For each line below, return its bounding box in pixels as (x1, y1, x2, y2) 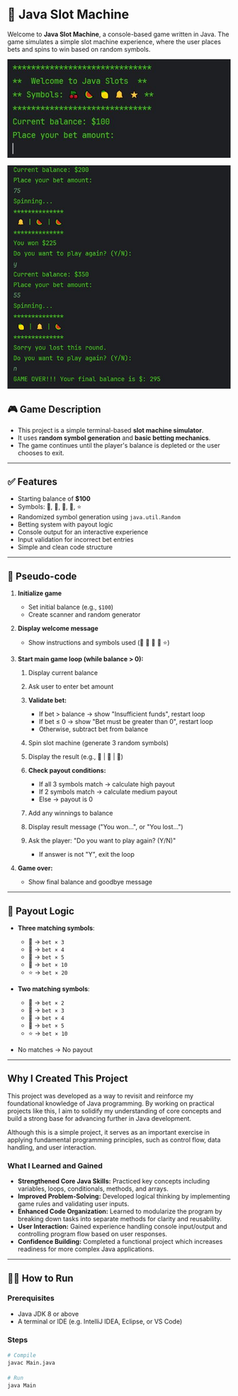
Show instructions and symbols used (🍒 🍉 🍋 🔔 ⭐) (28, 639, 170, 647)
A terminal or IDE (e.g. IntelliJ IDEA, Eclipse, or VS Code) (17, 1317, 183, 1326)
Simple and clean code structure (17, 543, 113, 551)
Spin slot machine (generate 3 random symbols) (28, 739, 169, 747)
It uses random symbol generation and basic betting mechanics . (17, 433, 211, 442)
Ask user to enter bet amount (28, 682, 114, 691)
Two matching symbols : (17, 985, 90, 993)
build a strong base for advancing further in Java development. (7, 1114, 192, 1122)
